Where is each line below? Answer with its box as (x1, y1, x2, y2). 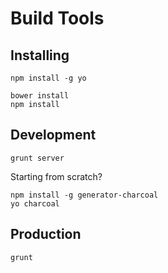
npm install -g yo (10, 73, 87, 83)
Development (10, 127, 97, 144)
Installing (10, 47, 70, 64)
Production (10, 226, 82, 243)
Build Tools (10, 7, 105, 30)
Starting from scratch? (10, 170, 103, 182)
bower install (10, 91, 70, 101)
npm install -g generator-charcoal (10, 190, 159, 200)
